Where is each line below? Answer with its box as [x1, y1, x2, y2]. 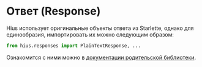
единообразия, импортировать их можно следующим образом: [6, 30, 174, 38]
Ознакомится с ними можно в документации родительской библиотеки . [6, 54, 196, 61]
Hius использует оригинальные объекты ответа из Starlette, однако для [6, 24, 194, 32]
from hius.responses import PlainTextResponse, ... [6, 43, 141, 49]
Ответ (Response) [6, 4, 101, 18]
